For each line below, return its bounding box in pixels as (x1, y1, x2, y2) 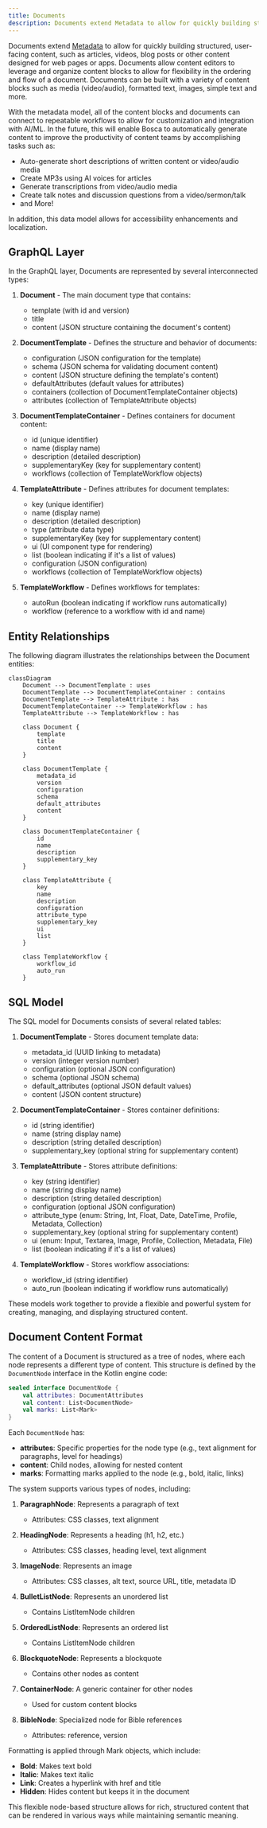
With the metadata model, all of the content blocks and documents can (8, 107, 241, 116)
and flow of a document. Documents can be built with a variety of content (8, 75, 250, 84)
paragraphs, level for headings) (19, 1452, 123, 1461)
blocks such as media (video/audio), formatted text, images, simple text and (8, 83, 257, 92)
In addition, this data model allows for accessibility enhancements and (8, 214, 238, 224)
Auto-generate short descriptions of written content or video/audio (19, 156, 240, 165)
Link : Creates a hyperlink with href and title (19, 1779, 161, 1788)
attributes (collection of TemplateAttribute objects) (31, 395, 197, 406)
